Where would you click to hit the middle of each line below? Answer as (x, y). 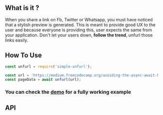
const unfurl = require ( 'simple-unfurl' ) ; (49, 66)
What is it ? (22, 8)
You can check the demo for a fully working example (68, 92)
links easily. (16, 40)
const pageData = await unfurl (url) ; (43, 80)
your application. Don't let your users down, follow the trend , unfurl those (79, 35)
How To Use (24, 55)
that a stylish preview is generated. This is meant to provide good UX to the (80, 25)
